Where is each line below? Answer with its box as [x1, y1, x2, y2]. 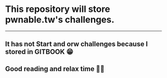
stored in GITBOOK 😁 [5, 48, 74, 56]
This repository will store [5, 3, 110, 15]
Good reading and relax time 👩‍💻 [5, 65, 105, 73]
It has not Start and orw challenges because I [5, 40, 148, 48]
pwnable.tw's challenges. [5, 14, 115, 25]
